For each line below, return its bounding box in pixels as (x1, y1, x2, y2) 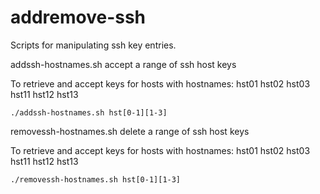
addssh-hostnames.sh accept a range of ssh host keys (10, 58, 237, 70)
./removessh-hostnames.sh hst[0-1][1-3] (10, 174, 182, 185)
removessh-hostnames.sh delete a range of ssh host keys (10, 125, 250, 137)
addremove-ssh (10, 6, 147, 29)
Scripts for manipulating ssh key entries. (10, 39, 177, 51)
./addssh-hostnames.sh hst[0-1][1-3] (10, 107, 168, 118)
